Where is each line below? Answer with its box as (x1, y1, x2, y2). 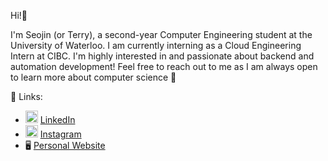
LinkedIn (39, 114, 76, 125)
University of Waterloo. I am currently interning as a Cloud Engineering (10, 40, 302, 51)
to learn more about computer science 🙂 (10, 71, 177, 83)
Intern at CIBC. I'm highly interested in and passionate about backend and (10, 50, 315, 62)
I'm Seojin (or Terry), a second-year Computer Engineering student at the (10, 29, 313, 40)
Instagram (39, 128, 82, 140)
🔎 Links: (10, 91, 43, 102)
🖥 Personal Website (24, 140, 106, 151)
